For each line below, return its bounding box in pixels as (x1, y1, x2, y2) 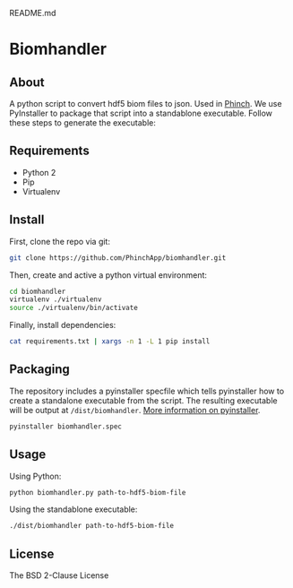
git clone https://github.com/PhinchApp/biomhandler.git (9, 253, 227, 263)
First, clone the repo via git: (9, 236, 110, 246)
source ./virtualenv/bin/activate (9, 304, 139, 313)
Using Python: (9, 471, 62, 481)
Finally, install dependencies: (9, 320, 116, 331)
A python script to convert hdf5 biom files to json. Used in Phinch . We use (9, 99, 282, 108)
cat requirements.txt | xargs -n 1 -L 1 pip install (9, 337, 211, 346)
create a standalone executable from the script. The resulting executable (9, 394, 278, 406)
